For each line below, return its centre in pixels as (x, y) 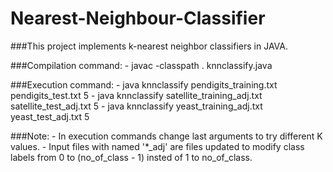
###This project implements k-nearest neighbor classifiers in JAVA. (149, 46)
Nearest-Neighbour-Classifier (138, 18)
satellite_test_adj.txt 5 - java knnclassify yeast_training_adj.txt (136, 106)
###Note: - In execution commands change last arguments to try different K (166, 136)
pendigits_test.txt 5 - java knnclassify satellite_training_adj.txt (136, 95)
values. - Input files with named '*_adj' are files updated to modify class (157, 146)
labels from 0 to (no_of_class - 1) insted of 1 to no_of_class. (131, 157)
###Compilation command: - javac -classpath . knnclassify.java (141, 65)
